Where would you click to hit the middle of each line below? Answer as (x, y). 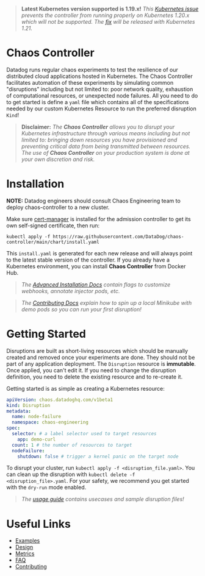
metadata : (19, 411)
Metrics (25, 553)
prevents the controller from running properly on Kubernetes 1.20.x (105, 15)
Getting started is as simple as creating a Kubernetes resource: (85, 388)
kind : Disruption (28, 405)
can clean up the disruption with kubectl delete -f (71, 474)
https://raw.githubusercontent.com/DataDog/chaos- (118, 236)
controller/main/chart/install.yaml (53, 242)
